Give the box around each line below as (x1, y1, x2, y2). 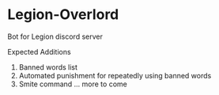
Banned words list (18, 62, 78, 72)
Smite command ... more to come (18, 79, 127, 89)
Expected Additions (7, 47, 72, 56)
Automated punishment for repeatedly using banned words (18, 70, 212, 80)
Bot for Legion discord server (7, 32, 104, 41)
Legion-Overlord (7, 6, 119, 24)
